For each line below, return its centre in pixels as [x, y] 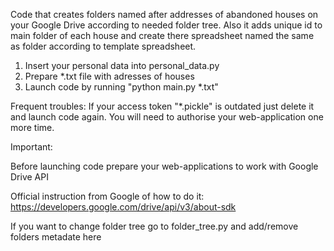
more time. [32, 127]
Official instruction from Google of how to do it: [107, 196]
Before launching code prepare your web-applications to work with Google [164, 166]
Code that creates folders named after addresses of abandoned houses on [164, 14]
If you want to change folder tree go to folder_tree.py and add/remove [154, 226]
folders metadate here [56, 237]
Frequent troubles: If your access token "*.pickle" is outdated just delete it [162, 106]
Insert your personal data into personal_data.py [122, 65]
